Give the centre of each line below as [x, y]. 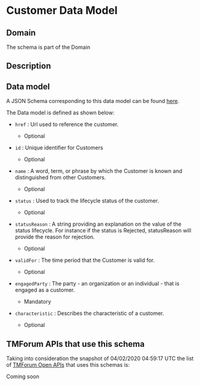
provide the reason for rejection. [55, 237]
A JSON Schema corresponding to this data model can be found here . [93, 101]
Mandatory [38, 302]
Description [29, 66]
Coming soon [23, 376]
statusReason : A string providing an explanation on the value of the [98, 224]
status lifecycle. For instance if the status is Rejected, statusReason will [103, 231]
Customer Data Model [62, 11]
